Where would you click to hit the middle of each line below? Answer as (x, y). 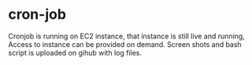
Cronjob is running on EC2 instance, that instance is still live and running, (127, 36)
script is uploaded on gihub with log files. (75, 52)
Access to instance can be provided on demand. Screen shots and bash (125, 44)
